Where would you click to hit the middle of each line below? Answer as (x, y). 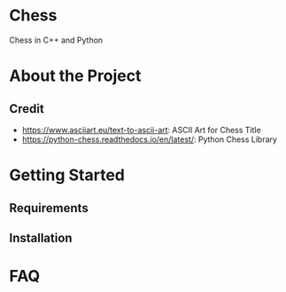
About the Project (75, 76)
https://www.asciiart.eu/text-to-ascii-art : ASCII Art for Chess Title (141, 130)
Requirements (49, 208)
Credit (27, 109)
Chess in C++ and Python (56, 40)
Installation (41, 237)
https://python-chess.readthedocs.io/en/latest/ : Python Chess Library (149, 139)
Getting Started (67, 175)
